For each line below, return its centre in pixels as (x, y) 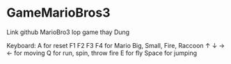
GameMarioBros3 (58, 13)
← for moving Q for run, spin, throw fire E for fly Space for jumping (102, 53)
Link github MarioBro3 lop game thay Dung (68, 32)
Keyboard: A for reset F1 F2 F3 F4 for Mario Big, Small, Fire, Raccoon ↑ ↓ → (116, 45)
